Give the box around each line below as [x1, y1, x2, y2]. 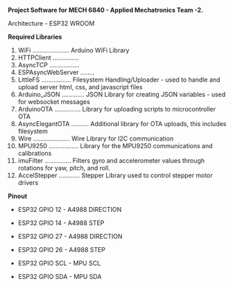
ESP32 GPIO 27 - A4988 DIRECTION [17, 232, 123, 240]
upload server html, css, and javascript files [17, 83, 143, 91]
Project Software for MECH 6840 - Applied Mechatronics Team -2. [8, 6, 204, 14]
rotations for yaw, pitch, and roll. [17, 164, 110, 172]
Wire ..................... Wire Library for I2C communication [17, 134, 174, 143]
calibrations [17, 149, 52, 157]
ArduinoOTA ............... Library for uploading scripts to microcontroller [17, 105, 216, 113]
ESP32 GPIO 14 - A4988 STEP [17, 219, 105, 227]
